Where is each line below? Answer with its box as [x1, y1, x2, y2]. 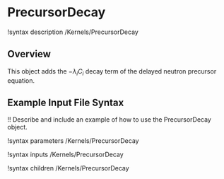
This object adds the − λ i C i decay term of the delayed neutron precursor [7, 67, 217, 77]
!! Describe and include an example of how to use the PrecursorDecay [7, 115, 212, 124]
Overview [7, 48, 52, 60]
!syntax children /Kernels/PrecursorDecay [7, 164, 129, 173]
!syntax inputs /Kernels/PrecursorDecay [7, 150, 124, 159]
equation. [7, 76, 35, 85]
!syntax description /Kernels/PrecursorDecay [7, 28, 139, 36]
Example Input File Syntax [7, 96, 124, 108]
